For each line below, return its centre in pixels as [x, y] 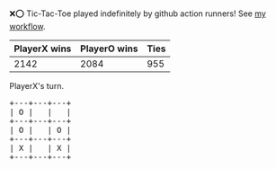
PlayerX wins [43, 49]
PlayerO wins [109, 49]
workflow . [27, 27]
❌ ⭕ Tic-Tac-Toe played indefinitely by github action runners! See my [138, 13]
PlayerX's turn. [37, 86]
